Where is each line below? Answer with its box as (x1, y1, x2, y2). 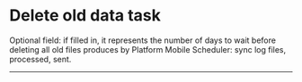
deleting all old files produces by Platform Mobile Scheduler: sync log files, (9, 44, 286, 54)
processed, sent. (9, 53, 72, 64)
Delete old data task (9, 5, 162, 26)
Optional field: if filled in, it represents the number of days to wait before (9, 35, 277, 45)
